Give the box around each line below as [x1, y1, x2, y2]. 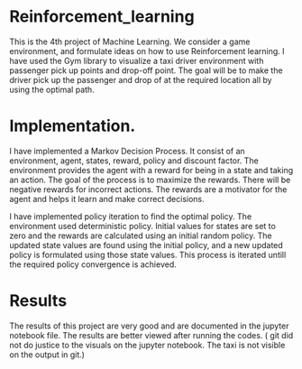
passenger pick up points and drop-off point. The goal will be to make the [9, 65, 283, 76]
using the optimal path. [9, 84, 95, 95]
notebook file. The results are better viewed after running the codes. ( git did [9, 329, 294, 340]
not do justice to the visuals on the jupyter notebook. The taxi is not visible [9, 339, 286, 350]
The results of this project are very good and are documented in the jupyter [9, 320, 289, 331]
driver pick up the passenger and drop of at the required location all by [9, 74, 272, 85]
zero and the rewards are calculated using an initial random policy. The [9, 230, 272, 241]
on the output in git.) [9, 349, 86, 360]
